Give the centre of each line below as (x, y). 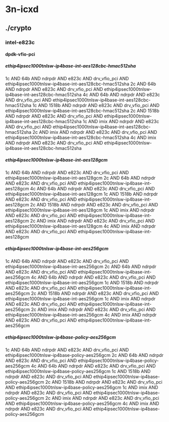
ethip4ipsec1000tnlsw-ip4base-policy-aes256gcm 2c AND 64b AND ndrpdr (84, 355)
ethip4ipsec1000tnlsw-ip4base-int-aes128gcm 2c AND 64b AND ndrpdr (80, 178)
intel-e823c (20, 42)
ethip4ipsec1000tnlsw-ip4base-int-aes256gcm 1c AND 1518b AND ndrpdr (82, 283)
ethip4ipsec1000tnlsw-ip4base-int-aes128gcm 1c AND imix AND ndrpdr (80, 210)
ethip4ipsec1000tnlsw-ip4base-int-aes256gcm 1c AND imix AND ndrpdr (80, 299)
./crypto (18, 28)
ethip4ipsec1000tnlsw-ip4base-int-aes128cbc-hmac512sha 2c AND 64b (81, 84)
